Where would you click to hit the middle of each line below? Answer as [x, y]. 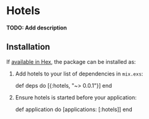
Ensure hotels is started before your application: [76, 97]
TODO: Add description [37, 28]
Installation [28, 47]
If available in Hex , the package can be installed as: [71, 61]
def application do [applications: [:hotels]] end [74, 109]
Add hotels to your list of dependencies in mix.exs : [79, 74]
